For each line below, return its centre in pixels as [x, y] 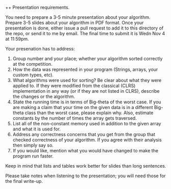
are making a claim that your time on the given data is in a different [83, 107]
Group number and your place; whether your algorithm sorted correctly [88, 59]
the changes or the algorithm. [44, 97]
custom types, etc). [33, 75]
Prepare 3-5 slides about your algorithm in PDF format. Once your [75, 23]
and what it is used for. [37, 129]
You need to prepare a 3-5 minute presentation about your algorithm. [78, 17]
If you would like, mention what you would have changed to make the [85, 151]
